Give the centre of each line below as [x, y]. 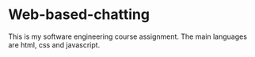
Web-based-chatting [79, 15]
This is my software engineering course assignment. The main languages [128, 36]
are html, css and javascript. [54, 44]
